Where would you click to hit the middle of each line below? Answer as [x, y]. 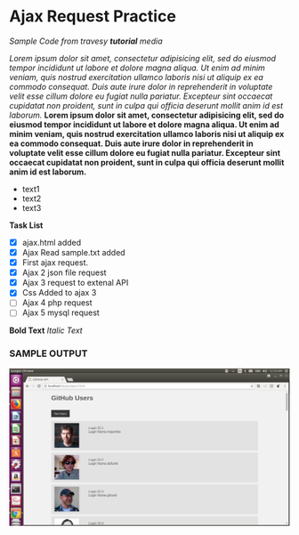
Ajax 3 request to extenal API [75, 283]
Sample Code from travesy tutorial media [86, 41]
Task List [26, 225]
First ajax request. [55, 263]
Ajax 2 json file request [64, 272]
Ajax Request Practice [93, 16]
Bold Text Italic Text [46, 330]
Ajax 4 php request [57, 303]
